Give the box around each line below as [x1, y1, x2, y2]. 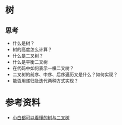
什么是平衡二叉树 [12, 59, 48, 65]
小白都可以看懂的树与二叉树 [12, 114, 70, 120]
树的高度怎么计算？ [12, 46, 52, 52]
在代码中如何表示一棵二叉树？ [12, 65, 74, 71]
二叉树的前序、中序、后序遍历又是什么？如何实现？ [12, 71, 118, 77]
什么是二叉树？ [12, 53, 43, 58]
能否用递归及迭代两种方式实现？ [12, 78, 78, 83]
